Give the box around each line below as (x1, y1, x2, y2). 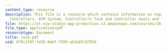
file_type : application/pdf (5, 26, 64, 31)
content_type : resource (5, 7, 55, 12)
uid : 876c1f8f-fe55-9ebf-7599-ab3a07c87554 (5, 40, 97, 45)
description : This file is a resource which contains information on (5, 12, 153, 17)
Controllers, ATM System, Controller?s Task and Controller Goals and (9, 16, 159, 21)
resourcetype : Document (5, 30, 55, 35)
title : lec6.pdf (5, 35, 39, 40)
